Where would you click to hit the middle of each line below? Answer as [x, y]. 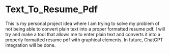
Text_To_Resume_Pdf [52, 9]
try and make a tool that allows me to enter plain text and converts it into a [83, 34]
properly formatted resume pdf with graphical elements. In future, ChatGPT [84, 40]
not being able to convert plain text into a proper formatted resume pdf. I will [85, 29]
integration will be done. [31, 45]
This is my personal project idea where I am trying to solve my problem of [82, 23]
